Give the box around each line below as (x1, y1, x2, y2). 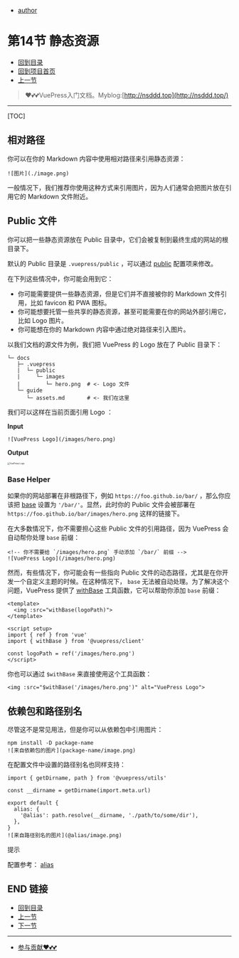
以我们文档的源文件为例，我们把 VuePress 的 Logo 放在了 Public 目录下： (7, 340, 223, 348)
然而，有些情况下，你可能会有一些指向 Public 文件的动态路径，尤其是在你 (7, 568, 223, 577)
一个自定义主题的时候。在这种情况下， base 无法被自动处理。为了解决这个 (13, 578, 230, 586)
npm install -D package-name (7, 739, 94, 746)
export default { (7, 799, 59, 807)
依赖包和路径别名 (7, 705, 83, 717)
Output (7, 448, 29, 457)
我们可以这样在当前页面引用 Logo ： (7, 408, 114, 416)
